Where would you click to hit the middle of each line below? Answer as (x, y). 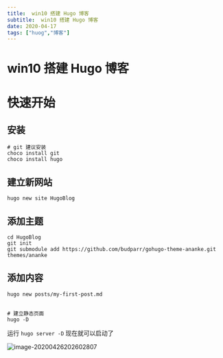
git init (20, 243)
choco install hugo (35, 159)
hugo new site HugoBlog (41, 199)
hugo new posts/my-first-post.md (55, 294)
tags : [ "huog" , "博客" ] (38, 33)
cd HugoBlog (24, 237)
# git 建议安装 (27, 147)
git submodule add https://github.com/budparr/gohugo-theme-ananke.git (111, 250)
